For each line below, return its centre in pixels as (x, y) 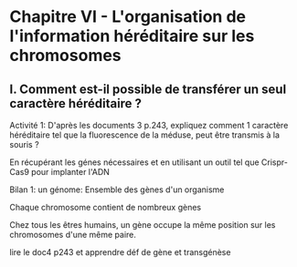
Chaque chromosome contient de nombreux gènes (106, 207)
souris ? (24, 144)
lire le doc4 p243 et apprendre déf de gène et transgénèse (120, 252)
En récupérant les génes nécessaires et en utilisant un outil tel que (134, 162)
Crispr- (274, 162)
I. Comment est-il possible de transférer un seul (148, 89)
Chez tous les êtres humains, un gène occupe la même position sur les (143, 225)
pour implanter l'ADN (70, 172)
